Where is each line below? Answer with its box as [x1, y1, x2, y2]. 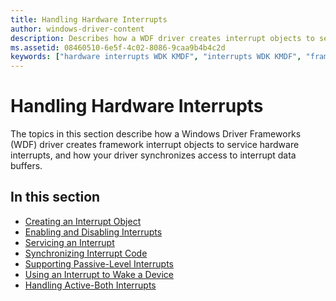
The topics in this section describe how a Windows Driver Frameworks [10, 128, 302, 140]
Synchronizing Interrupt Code [24, 247, 148, 259]
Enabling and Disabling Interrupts [24, 226, 163, 238]
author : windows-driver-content [10, 24, 145, 34]
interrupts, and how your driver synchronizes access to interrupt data [10, 149, 297, 161]
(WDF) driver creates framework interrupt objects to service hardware [10, 139, 300, 151]
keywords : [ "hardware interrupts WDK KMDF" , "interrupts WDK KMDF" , [10, 52, 302, 62]
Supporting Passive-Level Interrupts [24, 257, 174, 270]
